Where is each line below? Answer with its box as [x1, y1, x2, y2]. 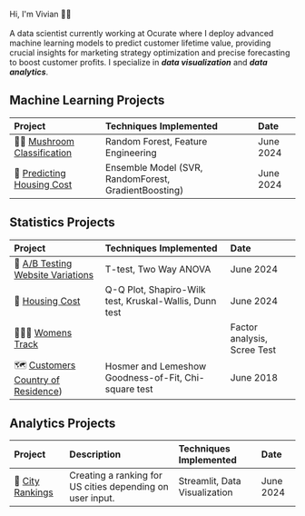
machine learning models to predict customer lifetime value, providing [9, 37, 271, 48]
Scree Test [230, 343, 277, 356]
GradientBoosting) [105, 184, 184, 196]
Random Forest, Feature [105, 134, 208, 147]
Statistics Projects [9, 214, 115, 231]
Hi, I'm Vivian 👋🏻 [9, 9, 72, 19]
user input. [69, 491, 115, 504]
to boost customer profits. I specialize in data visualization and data [9, 57, 268, 67]
